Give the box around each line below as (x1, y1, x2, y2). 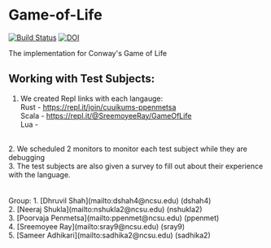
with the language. (8, 169, 71, 180)
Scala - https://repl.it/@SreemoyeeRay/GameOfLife (20, 111, 192, 120)
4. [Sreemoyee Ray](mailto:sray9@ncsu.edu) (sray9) (8, 221, 186, 231)
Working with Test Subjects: (8, 72, 155, 86)
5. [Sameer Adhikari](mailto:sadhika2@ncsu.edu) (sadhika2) (8, 230, 211, 240)
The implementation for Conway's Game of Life (8, 48, 168, 58)
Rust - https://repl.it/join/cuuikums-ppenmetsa (20, 102, 177, 111)
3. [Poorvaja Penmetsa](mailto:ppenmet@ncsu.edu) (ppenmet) (8, 213, 220, 223)
